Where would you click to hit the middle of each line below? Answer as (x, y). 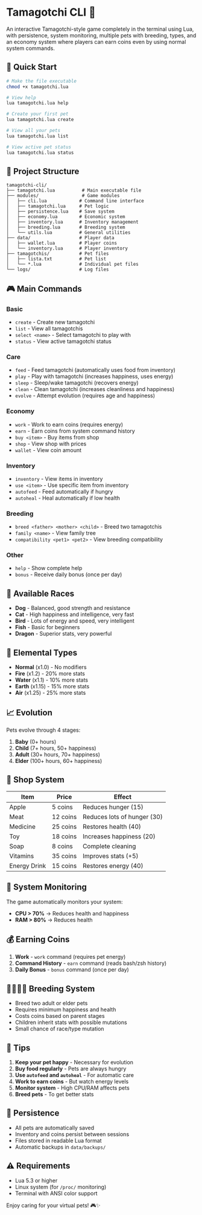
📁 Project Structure (43, 171)
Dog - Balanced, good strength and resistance (73, 608)
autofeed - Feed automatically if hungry (64, 491)
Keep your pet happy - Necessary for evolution (74, 1062)
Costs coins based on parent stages (60, 1016)
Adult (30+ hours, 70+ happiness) (58, 754)
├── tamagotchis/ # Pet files (58, 254)
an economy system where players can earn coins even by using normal (96, 42)
